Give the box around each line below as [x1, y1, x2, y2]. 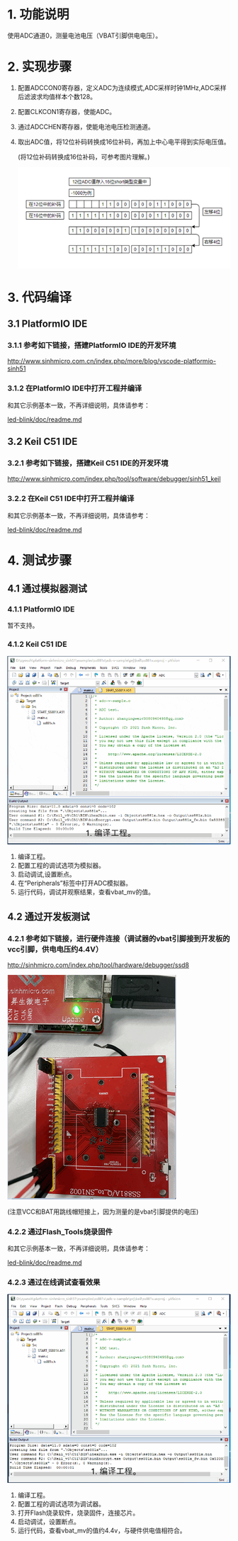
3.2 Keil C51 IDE [7, 435, 78, 447]
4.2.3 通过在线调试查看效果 [7, 1277, 101, 1287]
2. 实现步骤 [7, 59, 72, 75]
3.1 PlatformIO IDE [7, 317, 88, 329]
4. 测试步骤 [7, 552, 72, 568]
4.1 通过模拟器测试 [7, 582, 87, 595]
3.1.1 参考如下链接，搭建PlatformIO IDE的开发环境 [7, 340, 176, 350]
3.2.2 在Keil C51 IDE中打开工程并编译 [7, 494, 135, 504]
